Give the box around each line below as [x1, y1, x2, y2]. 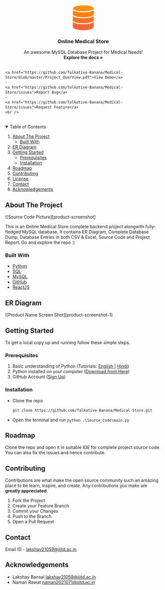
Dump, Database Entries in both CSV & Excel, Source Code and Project [5, 234, 150, 240]
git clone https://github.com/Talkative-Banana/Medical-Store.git [12, 408, 153, 413]
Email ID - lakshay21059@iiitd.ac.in [5, 546, 77, 552]
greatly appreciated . [5, 488, 48, 494]
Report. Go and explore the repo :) [5, 239, 75, 246]
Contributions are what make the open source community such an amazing [5, 478, 159, 484]
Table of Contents [9, 124, 46, 130]
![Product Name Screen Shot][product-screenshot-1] [5, 312, 113, 318]
